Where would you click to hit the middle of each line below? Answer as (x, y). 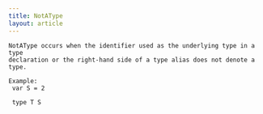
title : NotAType (36, 16)
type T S (27, 102)
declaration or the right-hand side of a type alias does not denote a (131, 60)
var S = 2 (28, 88)
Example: (23, 81)
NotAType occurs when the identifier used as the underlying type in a (131, 45)
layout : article (36, 23)
